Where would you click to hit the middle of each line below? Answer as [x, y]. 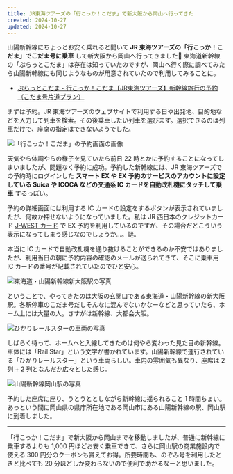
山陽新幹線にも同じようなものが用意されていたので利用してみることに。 [116, 73]
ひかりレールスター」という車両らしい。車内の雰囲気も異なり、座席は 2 [122, 361]
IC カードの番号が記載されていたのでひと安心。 [75, 267]
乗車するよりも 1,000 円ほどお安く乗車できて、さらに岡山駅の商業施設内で [114, 446]
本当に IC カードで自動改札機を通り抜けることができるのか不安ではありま [112, 249]
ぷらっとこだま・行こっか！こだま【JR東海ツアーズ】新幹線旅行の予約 [118, 88]
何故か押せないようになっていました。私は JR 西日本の [103, 217]
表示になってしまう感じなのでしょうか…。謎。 [74, 235]
